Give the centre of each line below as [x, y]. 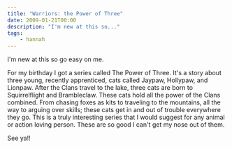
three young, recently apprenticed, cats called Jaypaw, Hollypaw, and [108, 80]
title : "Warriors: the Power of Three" [65, 14]
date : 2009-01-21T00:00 [42, 20]
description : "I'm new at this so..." [64, 26]
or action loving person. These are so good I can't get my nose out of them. [116, 125]
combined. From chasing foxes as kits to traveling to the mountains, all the [114, 102]
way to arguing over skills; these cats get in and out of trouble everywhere [114, 110]
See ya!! [19, 138]
